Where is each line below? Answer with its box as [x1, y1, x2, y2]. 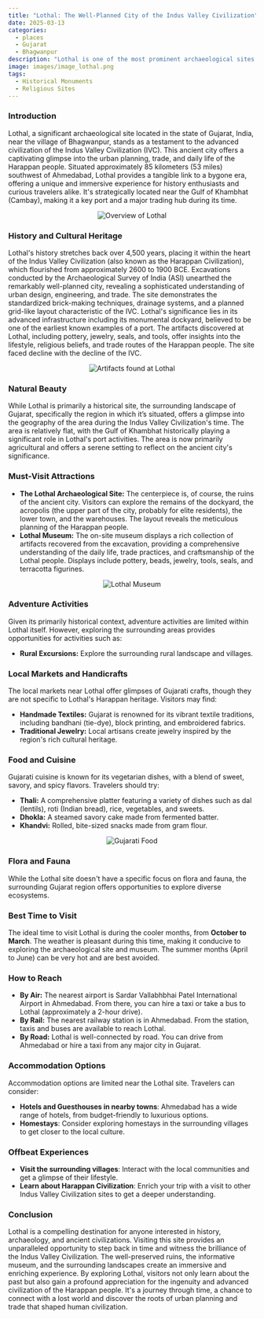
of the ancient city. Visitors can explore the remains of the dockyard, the [19, 497, 254, 507]
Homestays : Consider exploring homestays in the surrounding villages [19, 1118, 249, 1128]
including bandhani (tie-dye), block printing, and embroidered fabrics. [19, 718, 246, 728]
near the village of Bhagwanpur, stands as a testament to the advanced [8, 137, 240, 146]
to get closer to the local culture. [19, 1126, 126, 1137]
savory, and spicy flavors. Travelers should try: [8, 780, 159, 790]
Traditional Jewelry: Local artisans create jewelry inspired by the [19, 727, 232, 736]
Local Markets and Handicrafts [8, 668, 128, 679]
